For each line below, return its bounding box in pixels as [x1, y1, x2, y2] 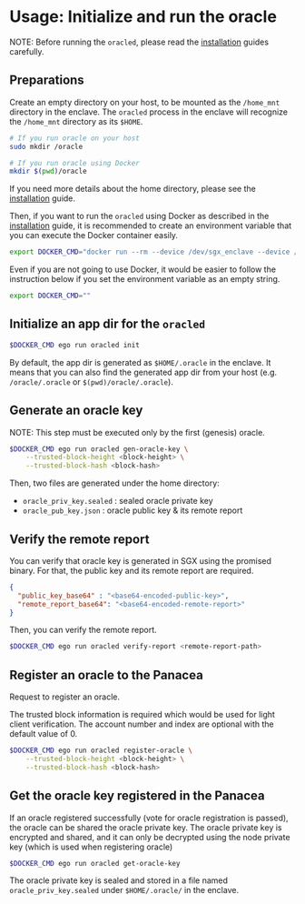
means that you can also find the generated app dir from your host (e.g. [9, 367, 278, 377]
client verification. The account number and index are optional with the [9, 718, 274, 729]
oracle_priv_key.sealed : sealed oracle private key [22, 496, 213, 507]
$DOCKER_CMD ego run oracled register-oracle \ [9, 746, 193, 756]
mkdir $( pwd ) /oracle [9, 166, 88, 176]
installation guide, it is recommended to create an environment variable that [9, 220, 292, 231]
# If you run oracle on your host [9, 134, 141, 143]
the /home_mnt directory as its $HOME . [9, 116, 143, 126]
